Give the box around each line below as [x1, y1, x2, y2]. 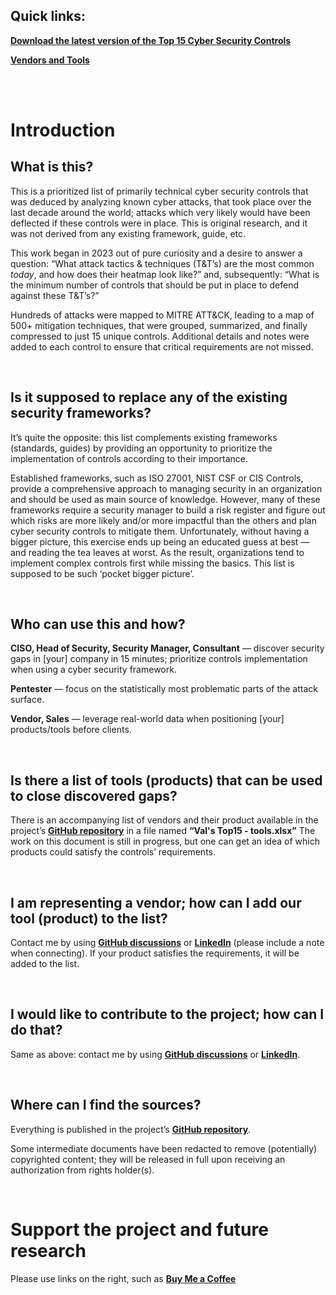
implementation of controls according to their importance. [10, 452, 248, 464]
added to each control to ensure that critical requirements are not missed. [10, 340, 314, 353]
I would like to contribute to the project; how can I [10, 1006, 325, 1023]
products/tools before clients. [10, 724, 132, 736]
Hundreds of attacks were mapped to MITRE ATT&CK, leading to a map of [10, 309, 315, 321]
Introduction [10, 119, 116, 141]
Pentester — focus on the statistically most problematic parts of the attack [10, 683, 318, 695]
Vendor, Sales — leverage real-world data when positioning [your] [10, 713, 285, 725]
